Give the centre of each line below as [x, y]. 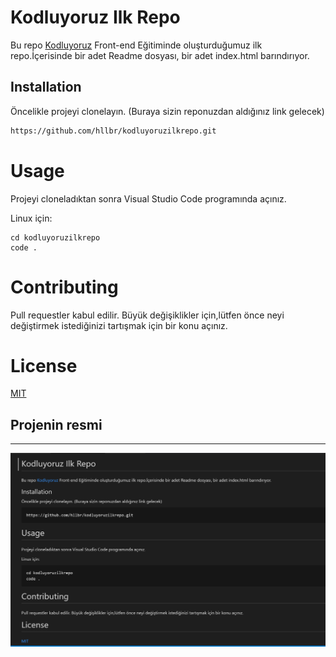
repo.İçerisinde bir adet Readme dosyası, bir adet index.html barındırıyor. [160, 55]
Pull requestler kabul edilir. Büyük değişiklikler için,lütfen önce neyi [147, 315]
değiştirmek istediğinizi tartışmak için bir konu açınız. [119, 325]
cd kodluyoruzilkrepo [55, 237]
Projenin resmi [56, 424]
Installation [46, 87]
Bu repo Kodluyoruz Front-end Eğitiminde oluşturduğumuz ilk [136, 45]
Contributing [64, 287]
